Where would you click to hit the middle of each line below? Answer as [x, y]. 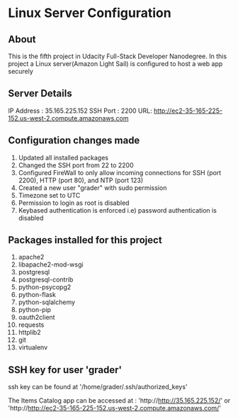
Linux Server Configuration [90, 13]
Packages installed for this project [85, 240]
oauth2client [36, 318]
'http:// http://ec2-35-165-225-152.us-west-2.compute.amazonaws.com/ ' [115, 408]
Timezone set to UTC [49, 195]
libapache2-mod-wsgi [51, 264]
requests [31, 325]
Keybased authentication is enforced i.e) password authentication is [117, 210]
